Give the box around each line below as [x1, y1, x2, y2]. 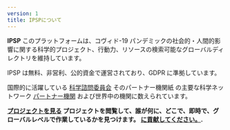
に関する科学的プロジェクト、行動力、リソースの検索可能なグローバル [12, 45, 213, 53]
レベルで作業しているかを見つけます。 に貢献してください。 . [30, 115, 204, 123]
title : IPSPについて [7, 17, 62, 24]
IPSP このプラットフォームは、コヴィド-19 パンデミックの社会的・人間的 [7, 36, 215, 45]
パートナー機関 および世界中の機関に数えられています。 [32, 91, 192, 100]
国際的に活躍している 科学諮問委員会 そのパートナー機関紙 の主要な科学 [7, 83, 212, 91]
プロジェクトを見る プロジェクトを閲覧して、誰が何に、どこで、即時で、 [7, 106, 213, 115]
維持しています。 [37, 53, 86, 62]
